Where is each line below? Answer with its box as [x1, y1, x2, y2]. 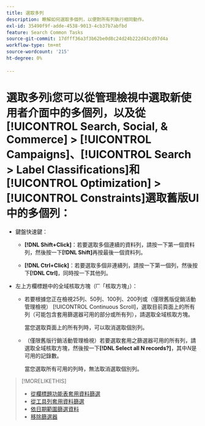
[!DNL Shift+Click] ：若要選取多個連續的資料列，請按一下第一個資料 [24, 241, 195, 248]
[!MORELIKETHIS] [21, 377, 67, 384]
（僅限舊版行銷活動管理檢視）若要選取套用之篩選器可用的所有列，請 [24, 337, 196, 344]
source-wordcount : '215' [6, 49, 70, 55]
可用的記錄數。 [24, 352, 62, 359]
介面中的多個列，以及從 [28, 106, 146, 120]
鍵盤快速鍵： [15, 227, 48, 235]
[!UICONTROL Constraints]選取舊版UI [6, 191, 199, 205]
